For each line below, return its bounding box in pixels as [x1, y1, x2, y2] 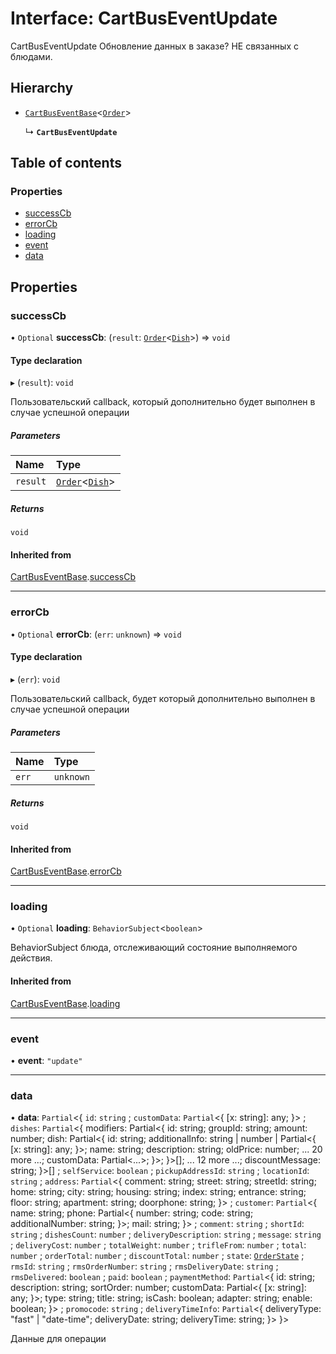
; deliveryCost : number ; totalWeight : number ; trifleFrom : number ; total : [10, 1239, 307, 1251]
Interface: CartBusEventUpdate [10, 7, 278, 30]
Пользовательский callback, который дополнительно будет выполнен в [10, 396, 316, 408]
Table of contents [10, 155, 122, 172]
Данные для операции [10, 1333, 107, 1345]
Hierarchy [10, 80, 74, 97]
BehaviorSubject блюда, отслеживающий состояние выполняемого [10, 942, 298, 954]
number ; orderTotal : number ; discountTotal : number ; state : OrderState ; [10, 1250, 305, 1262]
